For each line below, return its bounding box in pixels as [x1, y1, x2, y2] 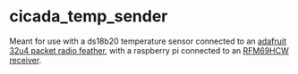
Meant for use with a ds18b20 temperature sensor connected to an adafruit [9, 36, 286, 46]
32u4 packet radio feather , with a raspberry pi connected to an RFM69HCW [9, 45, 289, 55]
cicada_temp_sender [9, 6, 168, 27]
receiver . [9, 54, 42, 65]
